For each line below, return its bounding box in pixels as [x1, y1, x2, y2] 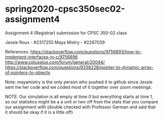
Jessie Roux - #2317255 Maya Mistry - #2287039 [5, 39, 105, 45]
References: [5, 49, 29, 55]
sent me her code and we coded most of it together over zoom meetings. [5, 84, 152, 90]
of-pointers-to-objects [5, 69, 50, 75]
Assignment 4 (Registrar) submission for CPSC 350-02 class [5, 30, 127, 36]
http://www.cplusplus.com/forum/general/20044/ [5, 59, 105, 65]
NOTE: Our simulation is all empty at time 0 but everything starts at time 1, [5, 94, 154, 100]
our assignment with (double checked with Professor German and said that [5, 104, 156, 110]
